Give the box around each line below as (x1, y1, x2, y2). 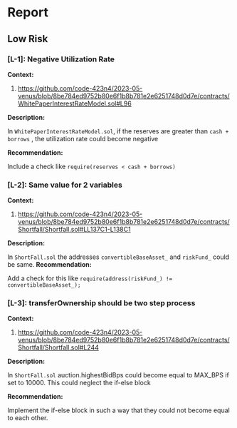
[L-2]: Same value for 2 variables (7, 180, 122, 190)
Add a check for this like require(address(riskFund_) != (7, 274, 173, 282)
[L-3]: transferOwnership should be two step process (7, 298, 196, 308)
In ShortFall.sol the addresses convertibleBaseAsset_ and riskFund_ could (7, 253, 230, 261)
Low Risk (7, 33, 48, 45)
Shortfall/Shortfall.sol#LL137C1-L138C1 (17, 225, 131, 234)
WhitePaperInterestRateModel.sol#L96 (17, 99, 132, 108)
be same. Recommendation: (7, 260, 92, 269)
